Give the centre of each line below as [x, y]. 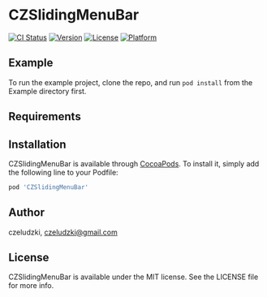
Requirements [45, 116]
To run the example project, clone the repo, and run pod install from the [131, 82]
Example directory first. [47, 91]
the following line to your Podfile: [64, 172]
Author [26, 213]
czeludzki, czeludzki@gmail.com [63, 232]
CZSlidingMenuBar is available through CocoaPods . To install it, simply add [134, 163]
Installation [37, 144]
